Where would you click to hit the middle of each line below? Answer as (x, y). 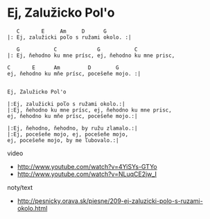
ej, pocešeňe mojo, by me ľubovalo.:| (63, 140)
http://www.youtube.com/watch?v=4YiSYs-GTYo (87, 166)
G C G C (77, 49)
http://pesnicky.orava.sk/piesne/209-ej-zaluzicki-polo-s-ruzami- (110, 201)
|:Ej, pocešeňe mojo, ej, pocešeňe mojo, (68, 134)
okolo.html (32, 208)
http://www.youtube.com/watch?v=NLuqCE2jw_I (87, 174)
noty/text (20, 187)
